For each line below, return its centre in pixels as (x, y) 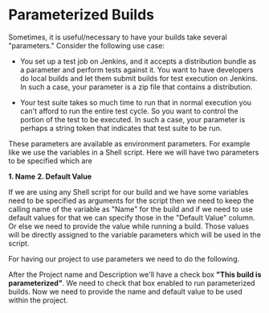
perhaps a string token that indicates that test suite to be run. (121, 128)
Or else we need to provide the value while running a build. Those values (129, 226)
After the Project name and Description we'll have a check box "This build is (135, 274)
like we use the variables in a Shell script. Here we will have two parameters (134, 152)
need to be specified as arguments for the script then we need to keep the (131, 200)
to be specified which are (50, 161)
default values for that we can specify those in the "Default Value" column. (132, 217)
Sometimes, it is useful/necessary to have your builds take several (118, 37)
